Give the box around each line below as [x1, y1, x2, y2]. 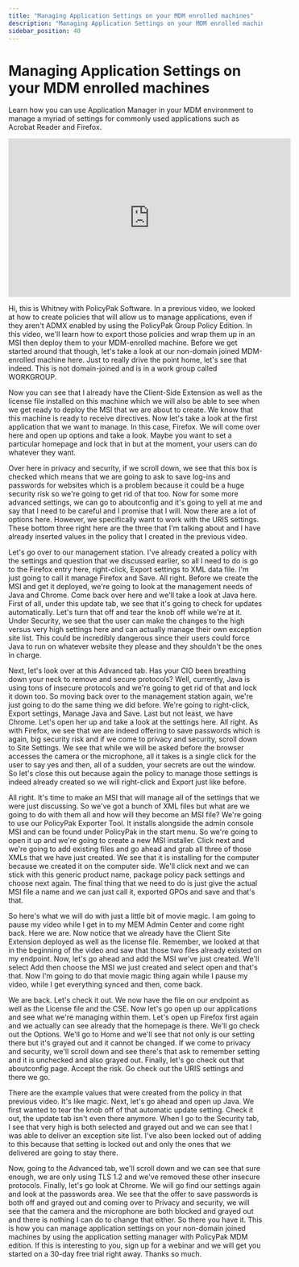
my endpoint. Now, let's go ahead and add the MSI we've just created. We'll [8, 954, 260, 964]
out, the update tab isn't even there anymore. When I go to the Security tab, [8, 1114, 260, 1124]
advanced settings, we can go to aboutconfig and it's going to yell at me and [8, 497, 263, 508]
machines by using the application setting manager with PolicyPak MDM [8, 1232, 248, 1242]
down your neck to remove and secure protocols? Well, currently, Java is [8, 675, 251, 684]
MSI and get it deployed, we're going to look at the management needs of [8, 582, 253, 592]
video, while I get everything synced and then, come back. [8, 980, 203, 990]
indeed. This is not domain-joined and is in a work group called [8, 363, 218, 373]
